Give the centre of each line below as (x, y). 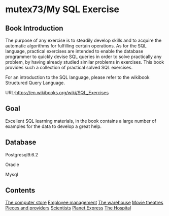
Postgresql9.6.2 (22, 154)
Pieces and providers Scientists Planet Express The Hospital (68, 208)
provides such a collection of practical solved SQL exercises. (69, 67)
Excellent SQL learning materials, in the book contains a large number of (81, 121)
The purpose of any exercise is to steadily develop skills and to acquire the (83, 40)
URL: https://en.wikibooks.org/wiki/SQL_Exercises (57, 92)
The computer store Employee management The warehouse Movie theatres (84, 203)
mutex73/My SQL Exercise (62, 9)
